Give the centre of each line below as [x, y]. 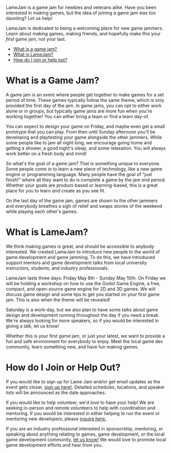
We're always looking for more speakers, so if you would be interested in [82, 320]
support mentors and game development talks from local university [76, 263]
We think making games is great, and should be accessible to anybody [80, 246]
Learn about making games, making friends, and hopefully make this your [83, 34]
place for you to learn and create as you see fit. [56, 190]
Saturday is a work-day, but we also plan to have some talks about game [82, 310]
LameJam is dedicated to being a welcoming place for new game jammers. [85, 28]
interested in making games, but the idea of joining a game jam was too [81, 13]
